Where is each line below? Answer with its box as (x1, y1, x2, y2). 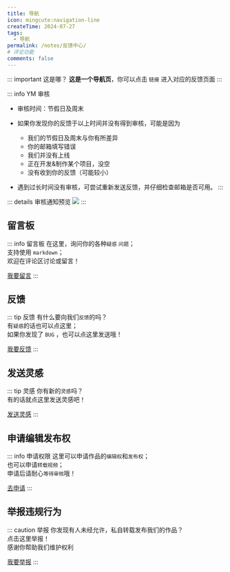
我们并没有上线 (27, 151, 70, 159)
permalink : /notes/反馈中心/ (7, 42, 87, 49)
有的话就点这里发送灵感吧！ (7, 395, 86, 404)
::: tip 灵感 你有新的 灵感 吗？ (7, 387, 84, 395)
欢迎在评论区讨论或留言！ (7, 256, 80, 265)
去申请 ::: (7, 484, 33, 492)
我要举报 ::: (7, 557, 39, 566)
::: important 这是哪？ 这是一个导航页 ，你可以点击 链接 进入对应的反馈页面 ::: (7, 75, 222, 83)
